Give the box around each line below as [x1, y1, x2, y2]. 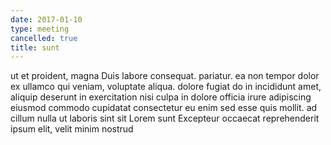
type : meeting [10, 24, 70, 34]
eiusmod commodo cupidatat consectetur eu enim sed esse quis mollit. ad [10, 102, 318, 114]
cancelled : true [10, 33, 78, 43]
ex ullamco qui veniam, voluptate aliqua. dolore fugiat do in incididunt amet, [10, 81, 322, 93]
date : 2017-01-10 [10, 14, 83, 25]
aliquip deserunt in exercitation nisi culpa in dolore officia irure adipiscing [10, 91, 312, 103]
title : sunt [10, 42, 60, 53]
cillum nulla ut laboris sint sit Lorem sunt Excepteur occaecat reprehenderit [10, 112, 320, 125]
